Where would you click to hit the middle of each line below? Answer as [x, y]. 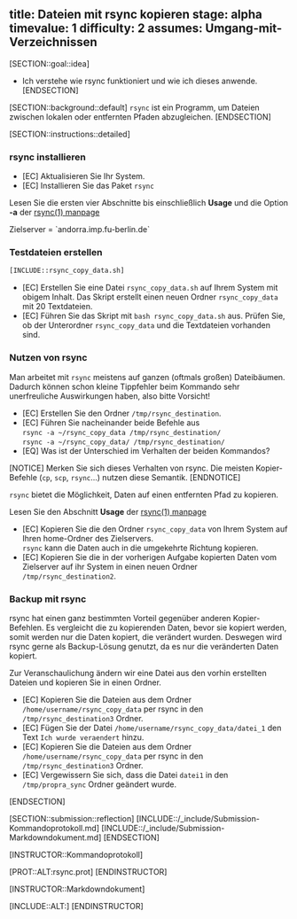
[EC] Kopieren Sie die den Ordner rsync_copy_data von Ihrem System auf [155, 529]
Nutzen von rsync [48, 358]
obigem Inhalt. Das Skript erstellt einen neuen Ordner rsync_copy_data [150, 297]
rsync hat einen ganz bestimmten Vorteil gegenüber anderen [120, 618]
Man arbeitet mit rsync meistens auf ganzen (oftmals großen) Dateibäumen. [147, 377]
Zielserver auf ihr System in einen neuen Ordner [109, 566]
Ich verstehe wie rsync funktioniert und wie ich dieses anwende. [140, 81]
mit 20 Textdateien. [57, 307]
